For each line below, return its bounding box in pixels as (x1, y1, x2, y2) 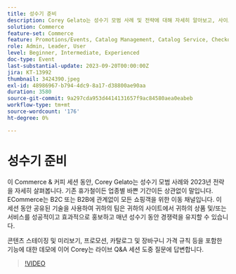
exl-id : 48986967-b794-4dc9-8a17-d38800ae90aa (7, 82, 146, 89)
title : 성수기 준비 (7, 10, 57, 18)
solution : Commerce (7, 23, 65, 30)
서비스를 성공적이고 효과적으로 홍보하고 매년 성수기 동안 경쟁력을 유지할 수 (7, 212, 210, 221)
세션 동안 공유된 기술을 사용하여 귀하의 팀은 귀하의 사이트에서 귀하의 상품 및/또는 (7, 204, 227, 212)
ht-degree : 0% (7, 114, 49, 121)
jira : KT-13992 (7, 69, 52, 76)
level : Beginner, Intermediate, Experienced (7, 50, 140, 57)
